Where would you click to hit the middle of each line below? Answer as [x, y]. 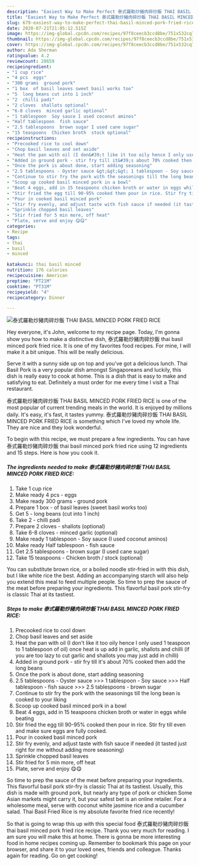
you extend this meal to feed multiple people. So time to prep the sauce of [97, 582]
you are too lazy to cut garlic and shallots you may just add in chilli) [97, 655]
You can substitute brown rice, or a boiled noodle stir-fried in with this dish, [98, 570]
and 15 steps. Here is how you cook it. [53, 453]
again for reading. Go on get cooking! [52, 856]
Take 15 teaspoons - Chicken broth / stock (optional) [79, 558]
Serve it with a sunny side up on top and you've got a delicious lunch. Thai [97, 364]
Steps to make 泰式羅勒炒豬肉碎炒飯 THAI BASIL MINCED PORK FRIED [93, 609]
